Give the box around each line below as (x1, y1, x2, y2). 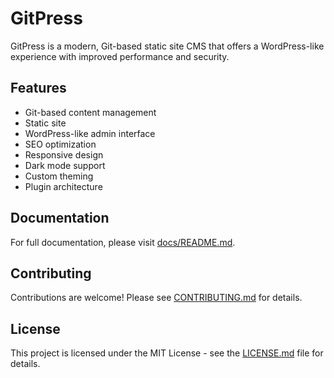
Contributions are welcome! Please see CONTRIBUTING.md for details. (10, 292, 303, 304)
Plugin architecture (24, 180, 103, 192)
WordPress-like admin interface (24, 127, 156, 139)
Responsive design (24, 148, 104, 161)
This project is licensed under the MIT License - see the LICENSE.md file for (10, 347, 324, 359)
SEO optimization (24, 138, 97, 150)
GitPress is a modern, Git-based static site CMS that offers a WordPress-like (10, 40, 325, 52)
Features (10, 80, 67, 97)
